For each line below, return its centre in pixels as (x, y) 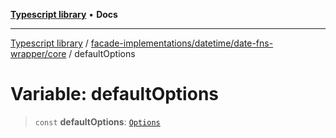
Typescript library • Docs (64, 14)
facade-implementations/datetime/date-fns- (182, 43)
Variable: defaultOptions (114, 94)
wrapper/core (38, 53)
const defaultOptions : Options (97, 121)
